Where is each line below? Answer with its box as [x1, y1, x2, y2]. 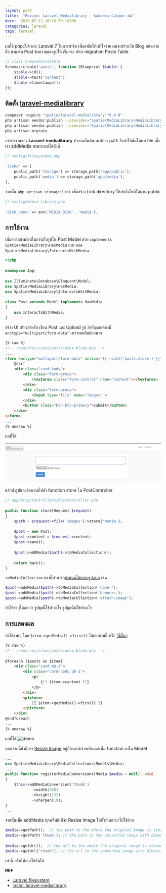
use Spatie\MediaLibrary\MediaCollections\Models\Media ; [5, 761, 125, 766]
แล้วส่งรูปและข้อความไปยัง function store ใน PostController [5, 487, 113, 493]
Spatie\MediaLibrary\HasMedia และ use [5, 242, 83, 248]
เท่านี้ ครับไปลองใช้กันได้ [5, 857, 44, 863]
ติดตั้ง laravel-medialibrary [5, 99, 84, 108]
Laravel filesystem [12, 877, 50, 883]
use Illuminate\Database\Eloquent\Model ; [5, 279, 92, 283]
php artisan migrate [5, 128, 48, 133]
